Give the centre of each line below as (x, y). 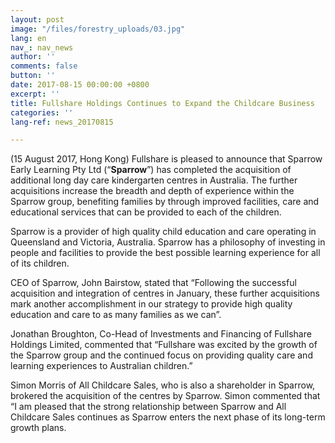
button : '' (33, 76)
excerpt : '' (35, 94)
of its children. (40, 263)
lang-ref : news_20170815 (62, 122)
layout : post (37, 19)
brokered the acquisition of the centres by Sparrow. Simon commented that (165, 396)
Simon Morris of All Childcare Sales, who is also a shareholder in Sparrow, (163, 385)
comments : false (44, 66)
